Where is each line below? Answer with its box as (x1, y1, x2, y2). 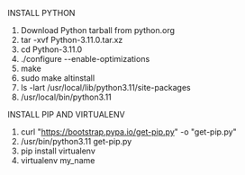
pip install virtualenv (20, 145, 95, 156)
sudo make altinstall (20, 73, 95, 83)
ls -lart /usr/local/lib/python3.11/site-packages (20, 83, 191, 92)
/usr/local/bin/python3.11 (20, 92, 113, 102)
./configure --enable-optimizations (20, 54, 150, 64)
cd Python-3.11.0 (20, 44, 83, 55)
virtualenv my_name (20, 155, 95, 165)
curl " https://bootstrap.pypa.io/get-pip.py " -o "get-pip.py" (20, 127, 237, 137)
